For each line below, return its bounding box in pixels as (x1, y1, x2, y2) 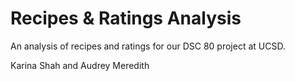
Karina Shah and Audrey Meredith (10, 59, 150, 71)
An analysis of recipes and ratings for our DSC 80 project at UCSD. (10, 40, 286, 52)
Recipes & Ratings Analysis (10, 7, 242, 30)
